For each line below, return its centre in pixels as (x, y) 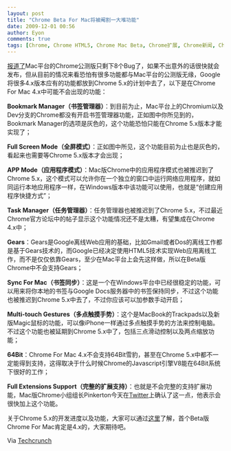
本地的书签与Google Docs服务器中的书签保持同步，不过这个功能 (128, 291)
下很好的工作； (28, 372)
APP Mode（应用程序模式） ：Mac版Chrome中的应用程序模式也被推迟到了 (111, 170)
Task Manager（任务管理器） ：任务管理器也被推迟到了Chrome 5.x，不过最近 (115, 210)
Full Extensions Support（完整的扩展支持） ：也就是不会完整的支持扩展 (107, 386)
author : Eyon (26, 33)
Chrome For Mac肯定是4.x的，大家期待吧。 (68, 427)
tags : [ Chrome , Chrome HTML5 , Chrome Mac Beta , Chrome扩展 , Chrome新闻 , (111, 45)
